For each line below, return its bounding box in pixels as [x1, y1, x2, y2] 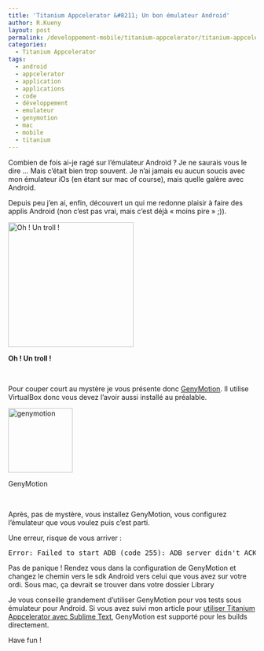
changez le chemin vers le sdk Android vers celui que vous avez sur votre [8, 571, 247, 581]
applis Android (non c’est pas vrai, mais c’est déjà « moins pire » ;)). [8, 206, 227, 216]
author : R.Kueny [8, 19, 61, 27]
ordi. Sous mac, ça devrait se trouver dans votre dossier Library [8, 579, 214, 589]
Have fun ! [8, 635, 42, 645]
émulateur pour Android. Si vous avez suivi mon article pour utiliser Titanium [8, 603, 255, 612]
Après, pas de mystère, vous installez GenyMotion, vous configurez [8, 509, 227, 519]
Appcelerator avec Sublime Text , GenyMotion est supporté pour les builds [8, 612, 247, 621]
